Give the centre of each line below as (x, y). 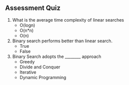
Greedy (27, 61)
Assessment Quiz (33, 8)
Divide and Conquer (40, 67)
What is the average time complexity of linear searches (68, 20)
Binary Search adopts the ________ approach (57, 57)
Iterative (28, 72)
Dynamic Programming (43, 77)
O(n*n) (27, 30)
